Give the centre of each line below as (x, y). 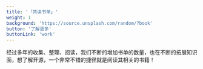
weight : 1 (19, 18)
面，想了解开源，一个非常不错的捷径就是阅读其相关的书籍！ (81, 60)
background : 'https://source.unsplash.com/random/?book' (80, 23)
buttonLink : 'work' (31, 34)
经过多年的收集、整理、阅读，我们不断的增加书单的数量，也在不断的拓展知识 (102, 53)
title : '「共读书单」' (32, 12)
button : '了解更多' (29, 29)
